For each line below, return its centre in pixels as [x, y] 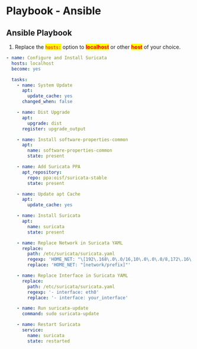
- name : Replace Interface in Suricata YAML [72, 276]
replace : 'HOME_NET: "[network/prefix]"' [79, 265]
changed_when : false [47, 102]
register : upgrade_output [54, 129]
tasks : [20, 79]
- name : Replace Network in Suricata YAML [70, 243]
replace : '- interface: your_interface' [78, 297]
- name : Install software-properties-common [72, 140]
